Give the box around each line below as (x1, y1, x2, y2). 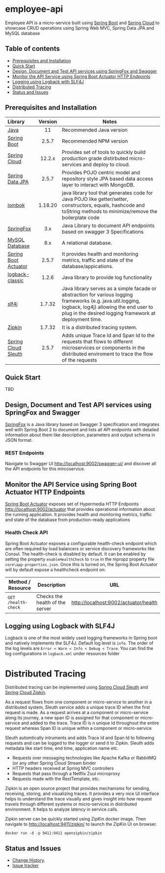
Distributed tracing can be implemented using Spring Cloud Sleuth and (5, 684, 148, 690)
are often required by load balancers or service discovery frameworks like (5, 545, 155, 551)
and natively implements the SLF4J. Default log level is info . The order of (5, 640, 154, 646)
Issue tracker (12, 863, 39, 869)
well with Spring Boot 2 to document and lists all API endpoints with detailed (5, 427, 159, 433)
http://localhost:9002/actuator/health (71, 599, 158, 606)
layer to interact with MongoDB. (62, 181, 135, 188)
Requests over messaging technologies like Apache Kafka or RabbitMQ (12, 755, 157, 761)
